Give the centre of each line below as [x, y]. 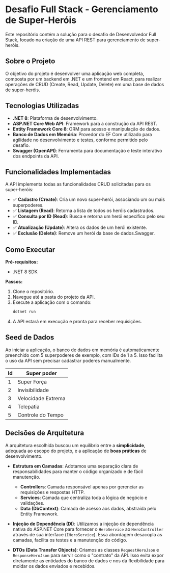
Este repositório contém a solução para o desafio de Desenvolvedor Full [81, 34]
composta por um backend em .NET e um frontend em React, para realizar [83, 79]
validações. [32, 503]
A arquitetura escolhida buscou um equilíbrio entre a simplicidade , [75, 445]
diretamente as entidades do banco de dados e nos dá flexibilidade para [88, 561]
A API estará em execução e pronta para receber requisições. [77, 322]
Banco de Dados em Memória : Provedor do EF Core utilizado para [82, 134]
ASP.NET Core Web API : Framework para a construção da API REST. [85, 123]
